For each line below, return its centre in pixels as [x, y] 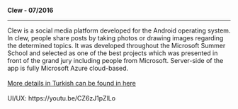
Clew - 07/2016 [30, 10]
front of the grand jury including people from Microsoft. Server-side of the [115, 61]
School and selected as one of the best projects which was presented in [113, 53]
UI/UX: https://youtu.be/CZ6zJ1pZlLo [61, 98]
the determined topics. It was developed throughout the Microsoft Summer [117, 46]
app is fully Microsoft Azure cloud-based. [68, 68]
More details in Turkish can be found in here [72, 83]
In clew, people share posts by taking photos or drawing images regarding [115, 38]
